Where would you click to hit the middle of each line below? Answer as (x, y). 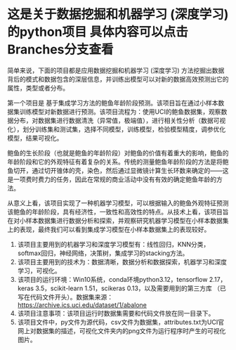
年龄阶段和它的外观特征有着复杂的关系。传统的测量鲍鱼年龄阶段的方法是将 (115, 162)
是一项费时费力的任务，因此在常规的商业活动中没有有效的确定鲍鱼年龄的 (112, 179)
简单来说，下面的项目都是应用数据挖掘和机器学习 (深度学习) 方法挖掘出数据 (116, 70)
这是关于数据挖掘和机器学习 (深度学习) (118, 14)
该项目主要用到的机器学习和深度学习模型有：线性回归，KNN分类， (113, 244)
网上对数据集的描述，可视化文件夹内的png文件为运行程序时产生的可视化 (122, 330)
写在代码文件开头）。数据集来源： (65, 297)
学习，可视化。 (39, 271)
